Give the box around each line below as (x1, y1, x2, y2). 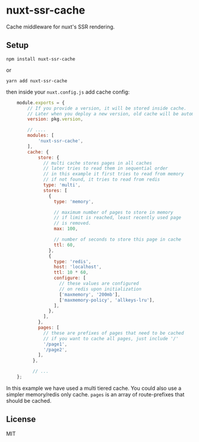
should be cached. (6, 397, 52, 404)
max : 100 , (53, 226, 78, 232)
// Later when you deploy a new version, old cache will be (27, 111, 179, 117)
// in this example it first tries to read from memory (43, 171, 184, 177)
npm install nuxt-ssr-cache (6, 56, 76, 62)
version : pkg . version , (27, 116, 84, 122)
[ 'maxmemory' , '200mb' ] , (59, 292, 120, 297)
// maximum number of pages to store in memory (53, 209, 174, 215)
